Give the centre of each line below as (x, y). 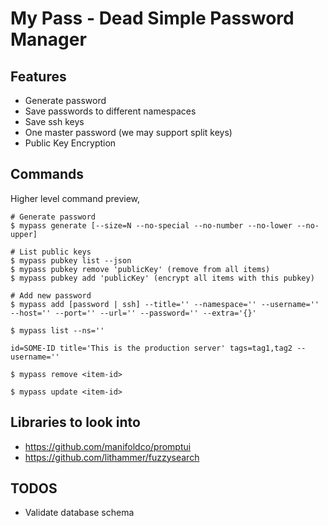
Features (38, 76)
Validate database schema (79, 513)
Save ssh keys (54, 121)
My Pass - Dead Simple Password (152, 18)
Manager (48, 39)
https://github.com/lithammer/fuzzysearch (112, 457)
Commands (47, 174)
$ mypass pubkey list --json (71, 260)
